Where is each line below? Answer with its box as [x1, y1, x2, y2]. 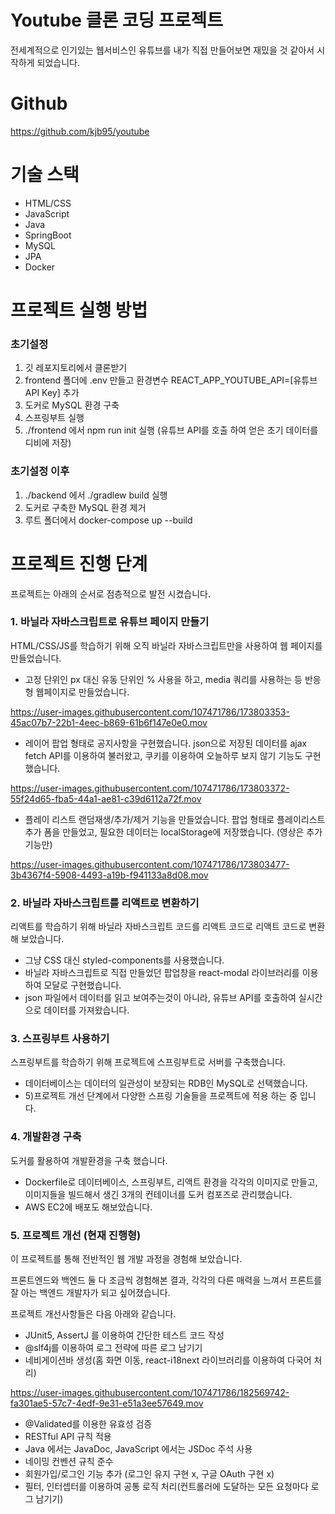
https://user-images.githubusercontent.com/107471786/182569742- [10, 1387, 290, 1399]
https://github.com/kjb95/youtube [10, 125, 150, 137]
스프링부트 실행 [24, 412, 85, 424]
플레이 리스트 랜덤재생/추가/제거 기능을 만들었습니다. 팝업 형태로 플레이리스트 [24, 813, 326, 825]
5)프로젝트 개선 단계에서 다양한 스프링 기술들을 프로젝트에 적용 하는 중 [24, 1090, 298, 1102]
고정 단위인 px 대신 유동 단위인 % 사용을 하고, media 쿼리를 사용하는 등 [24, 673, 303, 685]
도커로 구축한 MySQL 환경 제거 [24, 501, 147, 513]
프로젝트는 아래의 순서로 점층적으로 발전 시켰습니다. [10, 587, 211, 600]
